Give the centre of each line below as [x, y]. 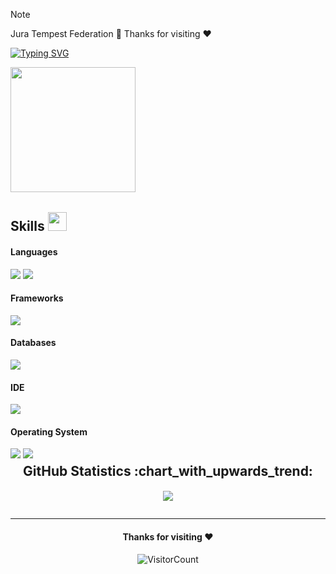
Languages [34, 251]
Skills [27, 226]
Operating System [49, 431]
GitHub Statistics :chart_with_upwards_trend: [168, 471]
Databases [33, 343]
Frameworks [37, 298]
